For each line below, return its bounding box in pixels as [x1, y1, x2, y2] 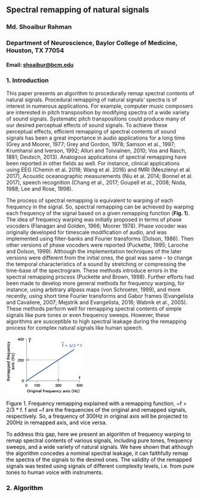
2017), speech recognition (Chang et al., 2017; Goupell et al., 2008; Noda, [6, 179, 187, 186]
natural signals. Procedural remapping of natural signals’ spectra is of [6, 96, 177, 104]
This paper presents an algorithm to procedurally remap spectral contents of [6, 90, 195, 97]
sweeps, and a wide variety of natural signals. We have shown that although [6, 443, 193, 451]
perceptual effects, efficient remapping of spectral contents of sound [6, 128, 176, 135]
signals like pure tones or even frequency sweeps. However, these [6, 312, 170, 319]
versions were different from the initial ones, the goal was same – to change [6, 254, 193, 261]
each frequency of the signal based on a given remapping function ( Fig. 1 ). [6, 210, 190, 217]
